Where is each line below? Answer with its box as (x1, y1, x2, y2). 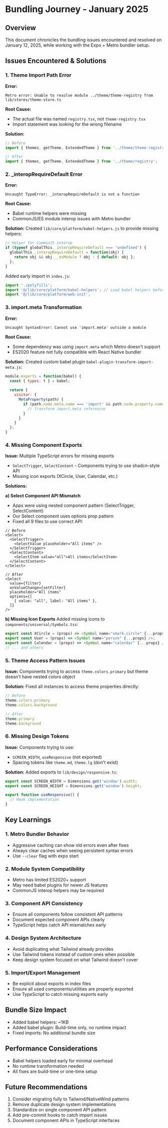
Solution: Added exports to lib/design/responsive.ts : (5, 769, 117, 775)
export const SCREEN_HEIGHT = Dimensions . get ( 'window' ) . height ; (5, 783, 142, 789)
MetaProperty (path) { (18, 397, 64, 402)
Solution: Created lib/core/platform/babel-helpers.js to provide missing (5, 225, 159, 231)
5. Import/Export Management (5, 969, 80, 976)
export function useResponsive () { (5, 792, 79, 798)
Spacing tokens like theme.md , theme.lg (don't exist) (12, 759, 118, 765)
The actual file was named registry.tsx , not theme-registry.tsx (12, 115, 146, 121)
